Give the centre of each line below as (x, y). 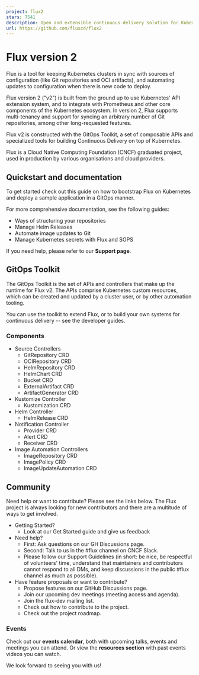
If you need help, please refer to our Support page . (69, 251)
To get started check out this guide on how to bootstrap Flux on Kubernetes (99, 191)
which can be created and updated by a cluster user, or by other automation (99, 296)
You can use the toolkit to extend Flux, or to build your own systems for (93, 314)
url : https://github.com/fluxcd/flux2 (54, 28)
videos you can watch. (34, 654)
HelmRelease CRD (46, 418)
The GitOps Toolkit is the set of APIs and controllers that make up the (90, 284)
